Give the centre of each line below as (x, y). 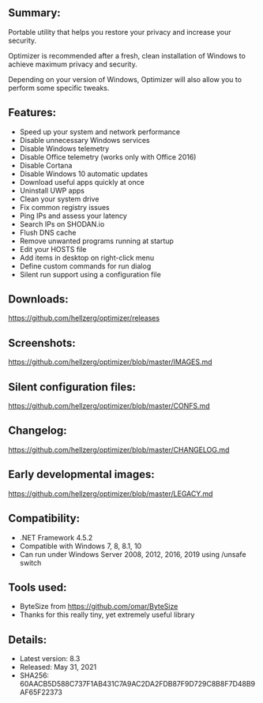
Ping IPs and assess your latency (73, 216)
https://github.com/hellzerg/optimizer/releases (84, 318)
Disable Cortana (46, 165)
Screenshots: (42, 343)
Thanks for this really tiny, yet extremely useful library (107, 615)
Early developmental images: (82, 474)
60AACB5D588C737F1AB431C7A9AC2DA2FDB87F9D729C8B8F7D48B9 (137, 684)
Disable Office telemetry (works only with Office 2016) (108, 156)
